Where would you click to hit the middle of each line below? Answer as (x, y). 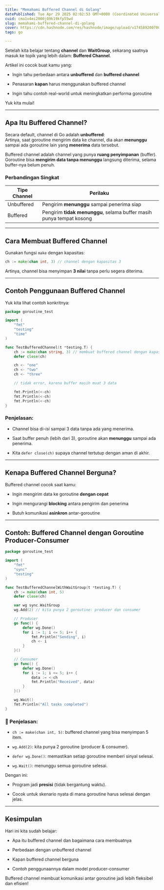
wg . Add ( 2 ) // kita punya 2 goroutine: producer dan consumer (77, 610)
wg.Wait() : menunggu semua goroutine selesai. (60, 766)
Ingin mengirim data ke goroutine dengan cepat (60, 494)
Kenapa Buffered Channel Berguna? (61, 473)
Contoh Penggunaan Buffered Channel (65, 291)
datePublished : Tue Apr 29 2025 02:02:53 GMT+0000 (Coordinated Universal (83, 14)
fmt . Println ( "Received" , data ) (63, 682)
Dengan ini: (17, 775)
